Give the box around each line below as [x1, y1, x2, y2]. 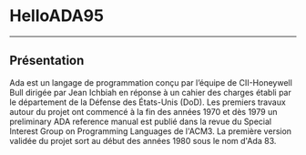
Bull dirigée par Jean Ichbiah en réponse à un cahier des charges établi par [9, 87, 291, 98]
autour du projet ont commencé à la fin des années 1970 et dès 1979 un [9, 106, 278, 117]
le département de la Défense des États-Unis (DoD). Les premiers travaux [9, 97, 287, 108]
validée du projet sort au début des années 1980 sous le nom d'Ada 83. [9, 135, 277, 146]
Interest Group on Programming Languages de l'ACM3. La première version [9, 125, 292, 137]
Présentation [9, 53, 85, 68]
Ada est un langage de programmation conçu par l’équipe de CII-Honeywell [9, 77, 293, 88]
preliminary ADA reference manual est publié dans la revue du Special [9, 116, 271, 127]
